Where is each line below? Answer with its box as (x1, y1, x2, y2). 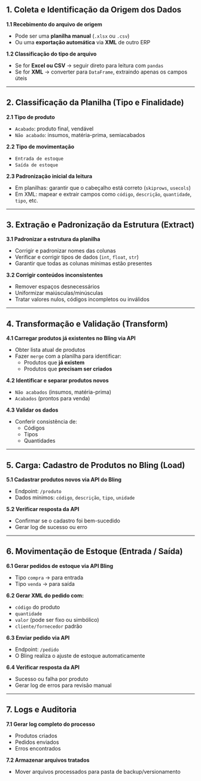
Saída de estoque (14, 162, 59, 168)
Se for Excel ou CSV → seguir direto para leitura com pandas (14, 62, 164, 69)
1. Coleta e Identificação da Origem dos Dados (6, 5, 182, 15)
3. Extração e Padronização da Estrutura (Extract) (6, 220, 194, 230)
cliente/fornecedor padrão (14, 622, 83, 630)
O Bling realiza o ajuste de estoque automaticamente (14, 652, 145, 659)
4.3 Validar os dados (6, 406, 59, 414)
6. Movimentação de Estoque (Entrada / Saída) (6, 546, 183, 557)
